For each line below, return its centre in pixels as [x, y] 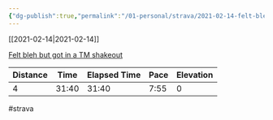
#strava [21, 108]
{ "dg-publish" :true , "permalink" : [65, 16]
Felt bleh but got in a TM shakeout [66, 54]
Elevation [195, 75]
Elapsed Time [114, 75]
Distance [30, 75]
